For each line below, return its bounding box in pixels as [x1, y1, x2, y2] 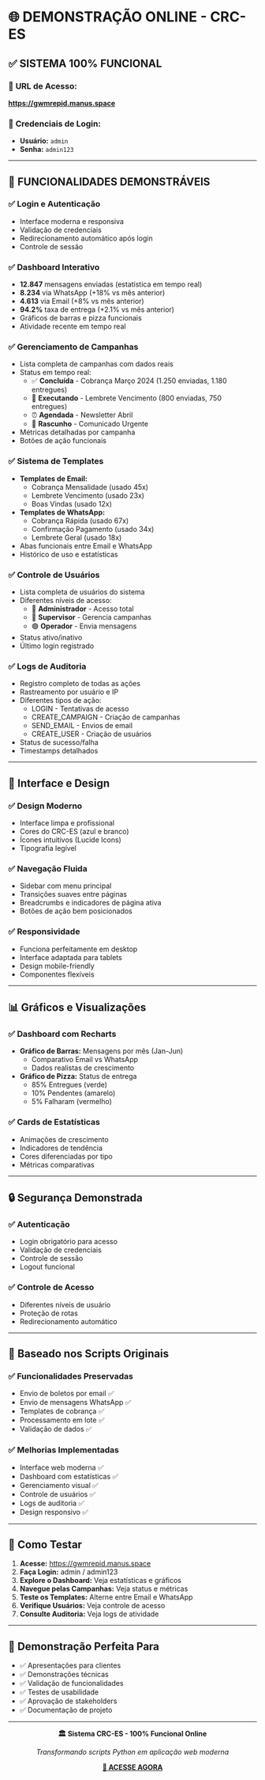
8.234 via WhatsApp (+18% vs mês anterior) [19, 288, 166, 298]
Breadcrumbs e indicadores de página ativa [19, 898, 162, 908]
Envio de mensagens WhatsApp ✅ [19, 1398, 132, 1407]
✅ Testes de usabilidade [19, 1687, 99, 1697]
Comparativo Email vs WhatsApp [31, 1055, 139, 1065]
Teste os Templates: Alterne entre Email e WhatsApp [19, 1592, 193, 1602]
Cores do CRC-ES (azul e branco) [19, 827, 129, 837]
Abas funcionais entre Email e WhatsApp [19, 541, 152, 550]
